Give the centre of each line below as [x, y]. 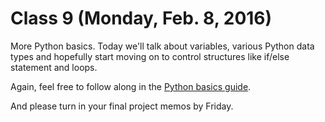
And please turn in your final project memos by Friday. [122, 106]
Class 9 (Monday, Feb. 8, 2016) [141, 18]
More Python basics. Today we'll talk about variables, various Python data [162, 46]
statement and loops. [54, 67]
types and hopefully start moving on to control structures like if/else [150, 56]
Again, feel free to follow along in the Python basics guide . [131, 86]
